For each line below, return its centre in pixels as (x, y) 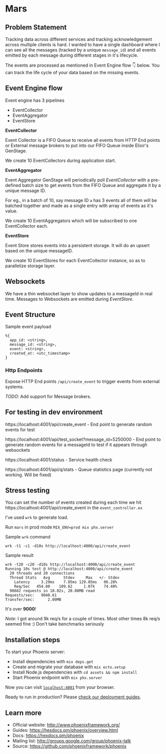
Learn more (23, 713)
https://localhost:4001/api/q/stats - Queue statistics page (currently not (79, 469)
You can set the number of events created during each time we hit (73, 502)
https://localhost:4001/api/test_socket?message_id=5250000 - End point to (83, 439)
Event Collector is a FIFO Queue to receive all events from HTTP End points (82, 140)
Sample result (19, 555)
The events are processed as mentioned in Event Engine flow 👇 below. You (82, 65)
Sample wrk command (28, 537)
